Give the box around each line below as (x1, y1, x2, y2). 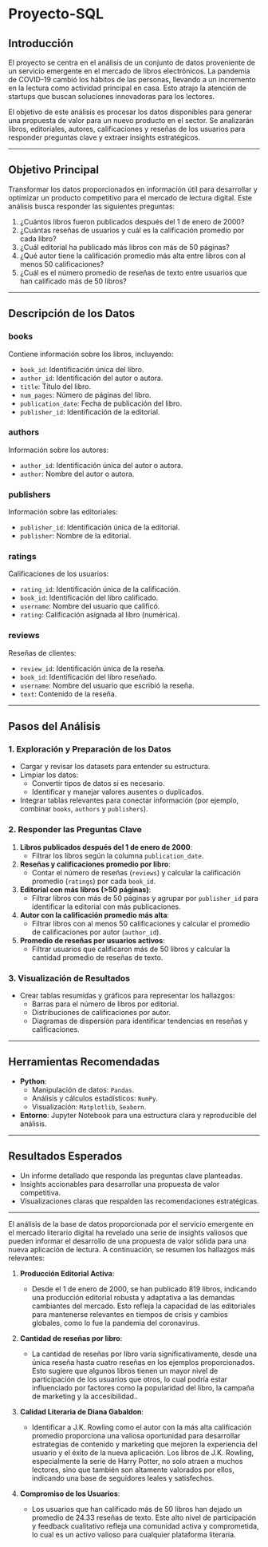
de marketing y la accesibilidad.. (31, 1391, 138, 1401)
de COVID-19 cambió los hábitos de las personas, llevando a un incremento (8, 75, 257, 84)
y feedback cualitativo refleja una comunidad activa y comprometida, (31, 1521, 259, 1530)
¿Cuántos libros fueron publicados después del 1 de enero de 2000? (19, 216, 245, 226)
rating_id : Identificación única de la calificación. (19, 585, 181, 594)
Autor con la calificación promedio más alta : (19, 910, 170, 919)
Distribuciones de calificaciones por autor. (31, 1007, 171, 1017)
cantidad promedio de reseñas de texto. (31, 952, 164, 962)
